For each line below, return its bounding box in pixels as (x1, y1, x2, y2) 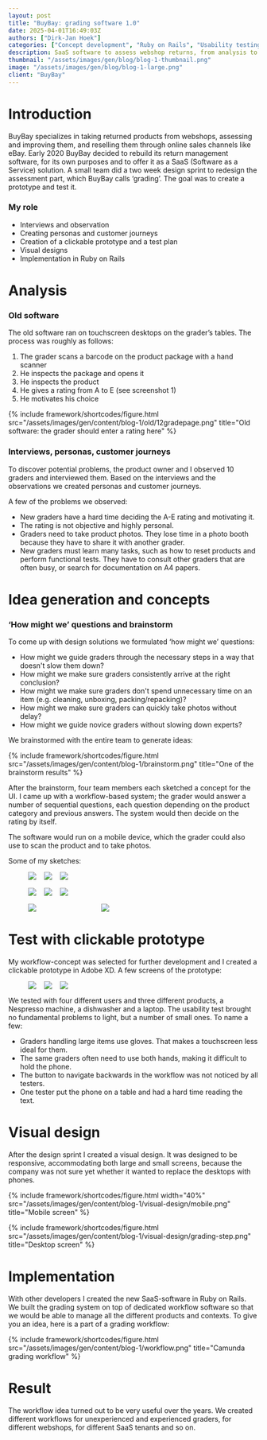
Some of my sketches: (8, 856, 82, 866)
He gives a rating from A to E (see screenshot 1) (19, 386, 176, 395)
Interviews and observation (19, 219, 110, 229)
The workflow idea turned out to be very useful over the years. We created (8, 1405, 253, 1415)
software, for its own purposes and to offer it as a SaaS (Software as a (8, 157, 238, 166)
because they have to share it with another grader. (19, 538, 185, 547)
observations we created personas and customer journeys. (8, 481, 202, 491)
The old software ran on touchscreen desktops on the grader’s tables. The (8, 328, 252, 338)
